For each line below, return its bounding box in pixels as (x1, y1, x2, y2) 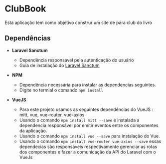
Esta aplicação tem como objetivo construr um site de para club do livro (4, 19, 153, 25)
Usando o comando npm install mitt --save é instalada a (19, 117, 140, 123)
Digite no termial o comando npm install (19, 87, 103, 93)
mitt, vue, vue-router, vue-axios (19, 111, 85, 117)
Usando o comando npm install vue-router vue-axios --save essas (19, 138, 162, 144)
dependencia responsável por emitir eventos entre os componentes (19, 122, 159, 128)
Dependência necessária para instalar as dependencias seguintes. (19, 81, 157, 87)
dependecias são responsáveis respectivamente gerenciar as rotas (19, 143, 158, 149)
